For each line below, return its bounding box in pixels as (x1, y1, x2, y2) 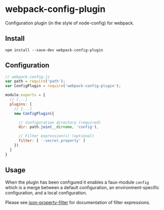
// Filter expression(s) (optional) (18, 133, 94, 139)
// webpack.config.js (5, 74, 50, 79)
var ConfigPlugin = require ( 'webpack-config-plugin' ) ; (5, 84, 121, 89)
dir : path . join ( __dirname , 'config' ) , (18, 124, 99, 130)
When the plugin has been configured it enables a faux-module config (5, 179, 149, 185)
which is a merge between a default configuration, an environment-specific (5, 184, 160, 190)
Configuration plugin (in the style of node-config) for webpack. (5, 20, 134, 26)
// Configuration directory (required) (18, 120, 101, 125)
